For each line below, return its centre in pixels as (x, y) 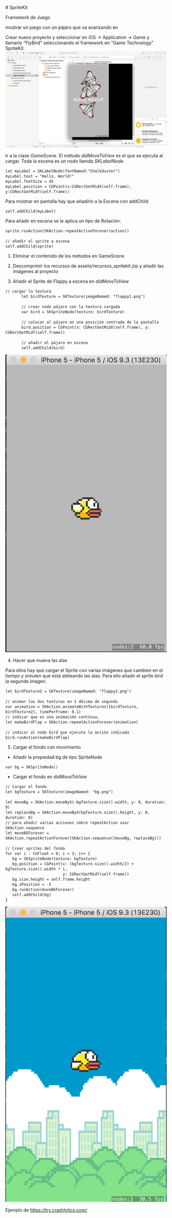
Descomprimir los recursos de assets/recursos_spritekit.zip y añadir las (88, 266)
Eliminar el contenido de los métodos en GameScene (68, 256)
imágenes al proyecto (36, 272)
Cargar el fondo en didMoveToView (50, 777)
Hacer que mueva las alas (40, 660)
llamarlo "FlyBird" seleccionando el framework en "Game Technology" (80, 43)
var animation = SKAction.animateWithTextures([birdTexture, (72, 707)
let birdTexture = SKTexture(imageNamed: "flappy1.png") (83, 297)
